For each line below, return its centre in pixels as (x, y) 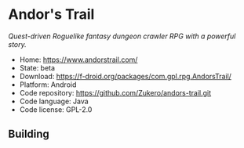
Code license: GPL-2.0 (56, 109)
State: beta (37, 67)
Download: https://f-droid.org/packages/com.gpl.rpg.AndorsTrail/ (125, 76)
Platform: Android (48, 85)
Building (29, 134)
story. (18, 44)
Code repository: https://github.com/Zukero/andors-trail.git (115, 92)
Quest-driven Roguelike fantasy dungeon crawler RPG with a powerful (122, 36)
